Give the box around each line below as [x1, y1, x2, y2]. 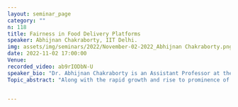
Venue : [7, 57, 27, 64]
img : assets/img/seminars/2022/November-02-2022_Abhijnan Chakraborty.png [7, 43, 233, 50]
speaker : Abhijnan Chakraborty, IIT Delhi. [7, 37, 138, 44]
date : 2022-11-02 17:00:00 [7, 50, 87, 57]
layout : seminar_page [7, 10, 72, 18]
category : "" [7, 17, 46, 24]
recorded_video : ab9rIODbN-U [7, 63, 93, 70]
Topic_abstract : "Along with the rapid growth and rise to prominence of [7, 76, 230, 84]
